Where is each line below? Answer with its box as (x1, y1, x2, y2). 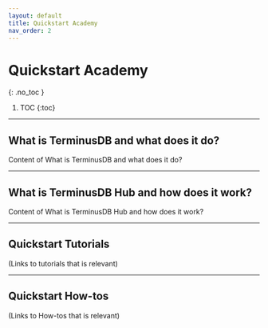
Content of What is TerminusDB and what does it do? (8, 155, 183, 165)
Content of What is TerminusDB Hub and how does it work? (8, 206, 204, 216)
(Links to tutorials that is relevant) (8, 258, 118, 268)
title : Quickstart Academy (8, 19, 98, 27)
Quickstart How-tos (8, 290, 109, 303)
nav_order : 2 (8, 26, 52, 34)
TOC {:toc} (19, 103, 56, 113)
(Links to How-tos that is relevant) (8, 310, 120, 320)
